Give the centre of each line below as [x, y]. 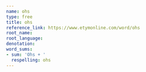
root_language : [25, 38]
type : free [19, 17]
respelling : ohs [31, 60]
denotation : [21, 44]
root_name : [19, 33]
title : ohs [19, 22]
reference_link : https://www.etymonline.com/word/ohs [73, 28]
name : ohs [18, 11]
